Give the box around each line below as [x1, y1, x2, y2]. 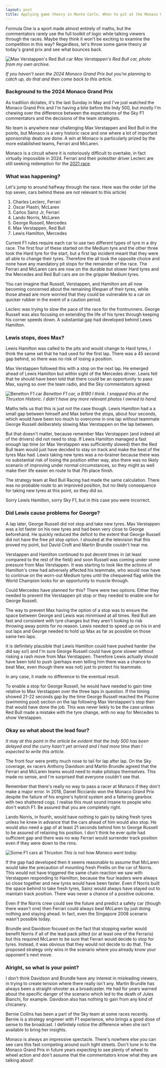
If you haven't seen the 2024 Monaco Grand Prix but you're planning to [5, 71, 151, 76]
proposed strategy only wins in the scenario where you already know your [5, 946, 157, 953]
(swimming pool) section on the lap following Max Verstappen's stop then [5, 699, 155, 705]
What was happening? [5, 173, 61, 180]
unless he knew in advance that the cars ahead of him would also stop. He [5, 819, 157, 825]
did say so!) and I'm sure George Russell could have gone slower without [5, 648, 154, 654]
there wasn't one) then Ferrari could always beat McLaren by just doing [5, 905, 151, 911]
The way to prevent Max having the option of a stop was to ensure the [5, 607, 148, 613]
